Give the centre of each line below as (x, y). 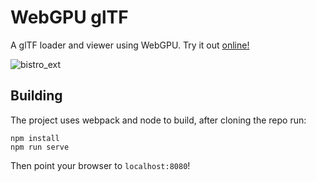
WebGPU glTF (69, 17)
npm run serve (40, 147)
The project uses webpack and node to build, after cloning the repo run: (158, 120)
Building (36, 96)
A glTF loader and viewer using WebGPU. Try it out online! (130, 45)
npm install (35, 138)
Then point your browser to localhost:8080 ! (100, 165)
